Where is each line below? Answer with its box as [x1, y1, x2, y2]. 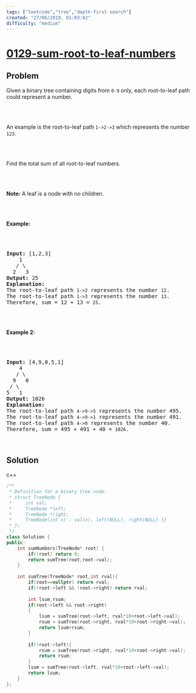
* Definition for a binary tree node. [8, 489, 107, 495]
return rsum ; [38, 653, 72, 659]
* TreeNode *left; [8, 505, 67, 512]
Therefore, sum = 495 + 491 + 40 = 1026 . [6, 426, 129, 433]
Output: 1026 [6, 396, 46, 402]
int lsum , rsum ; [28, 596, 67, 602]
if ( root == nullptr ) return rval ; [28, 580, 110, 586]
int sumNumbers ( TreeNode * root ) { [17, 545, 104, 552]
